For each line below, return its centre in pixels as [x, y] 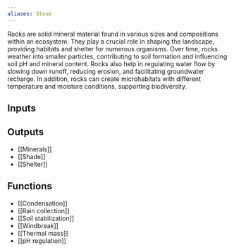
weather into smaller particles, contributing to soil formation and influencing [117, 56]
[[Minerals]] [35, 149]
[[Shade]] [31, 156]
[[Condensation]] [43, 203]
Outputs [26, 132]
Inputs [22, 109]
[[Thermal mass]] [43, 233]
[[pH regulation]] [42, 241]
